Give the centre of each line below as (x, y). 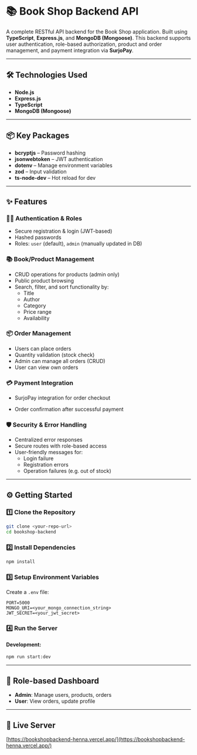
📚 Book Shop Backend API (72, 11)
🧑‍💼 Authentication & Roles (44, 218)
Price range (37, 311)
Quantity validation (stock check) (55, 355)
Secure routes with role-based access (61, 446)
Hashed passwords (38, 237)
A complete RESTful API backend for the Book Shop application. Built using (97, 31)
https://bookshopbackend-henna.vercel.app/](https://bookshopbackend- (96, 739)
